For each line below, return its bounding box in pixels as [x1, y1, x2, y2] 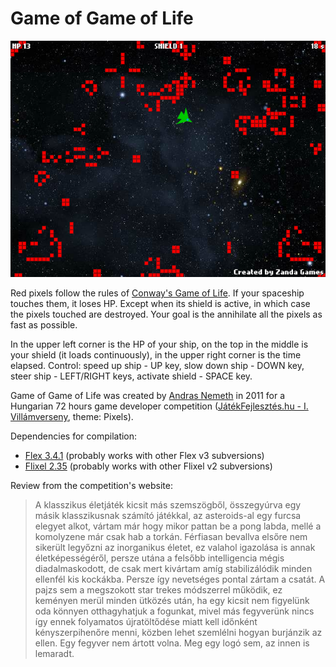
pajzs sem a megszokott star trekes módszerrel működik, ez [34, 583, 283, 596]
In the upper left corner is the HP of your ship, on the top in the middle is [10, 338, 309, 350]
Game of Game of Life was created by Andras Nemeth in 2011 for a [10, 389, 286, 401]
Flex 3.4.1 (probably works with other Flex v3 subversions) [24, 449, 265, 461]
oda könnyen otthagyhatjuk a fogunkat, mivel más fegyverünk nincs [34, 605, 315, 617]
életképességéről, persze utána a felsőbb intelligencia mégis [34, 552, 285, 564]
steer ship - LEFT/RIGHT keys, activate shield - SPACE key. [10, 370, 253, 382]
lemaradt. [34, 647, 75, 659]
